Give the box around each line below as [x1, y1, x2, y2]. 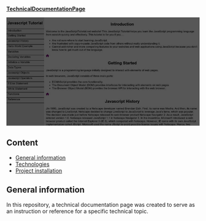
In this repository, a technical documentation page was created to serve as [6, 201, 195, 208]
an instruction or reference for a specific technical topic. [6, 208, 149, 215]
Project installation [15, 167, 63, 174]
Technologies [15, 160, 50, 168]
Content [6, 138, 39, 148]
